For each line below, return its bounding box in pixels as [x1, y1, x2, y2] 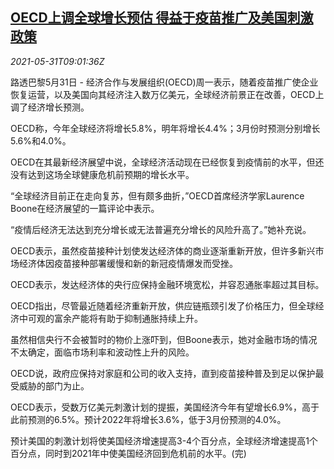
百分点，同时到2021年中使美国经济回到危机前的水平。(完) [10, 447, 247, 459]
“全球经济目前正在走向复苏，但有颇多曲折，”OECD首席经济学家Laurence [10, 189, 305, 202]
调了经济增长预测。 [10, 101, 90, 113]
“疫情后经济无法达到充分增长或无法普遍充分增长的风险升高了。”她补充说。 [10, 223, 312, 235]
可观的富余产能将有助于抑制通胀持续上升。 [27, 312, 203, 324]
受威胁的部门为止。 [10, 379, 90, 392]
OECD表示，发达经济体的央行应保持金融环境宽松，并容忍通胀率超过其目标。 [10, 278, 325, 290]
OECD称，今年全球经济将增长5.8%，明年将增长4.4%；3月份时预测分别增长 [10, 122, 321, 134]
